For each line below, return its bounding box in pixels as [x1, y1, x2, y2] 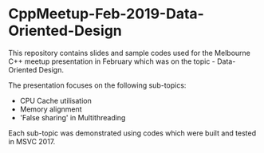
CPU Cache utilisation [19, 96, 92, 105]
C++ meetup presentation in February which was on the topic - [8, 57, 215, 66]
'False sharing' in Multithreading [19, 112, 126, 122]
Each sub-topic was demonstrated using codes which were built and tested [8, 128, 257, 138]
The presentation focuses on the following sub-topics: [8, 80, 187, 90]
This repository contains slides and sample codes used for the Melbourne [8, 48, 251, 57]
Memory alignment [19, 104, 82, 114]
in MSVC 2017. [8, 136, 56, 146]
